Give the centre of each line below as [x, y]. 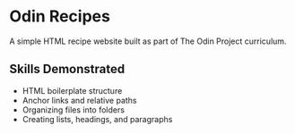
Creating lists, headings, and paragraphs [97, 119]
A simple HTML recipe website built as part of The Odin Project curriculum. [148, 41]
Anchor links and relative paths [79, 100]
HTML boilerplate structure [72, 90]
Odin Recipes [60, 17]
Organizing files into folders [74, 110]
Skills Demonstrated [67, 69]
